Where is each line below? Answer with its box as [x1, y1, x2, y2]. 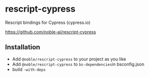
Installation [5, 43, 40, 52]
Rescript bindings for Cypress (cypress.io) [5, 19, 91, 25]
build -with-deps [12, 66, 46, 72]
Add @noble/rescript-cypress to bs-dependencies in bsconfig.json [12, 61, 145, 67]
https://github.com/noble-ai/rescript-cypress [5, 29, 96, 35]
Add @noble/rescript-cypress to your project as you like [12, 56, 126, 62]
